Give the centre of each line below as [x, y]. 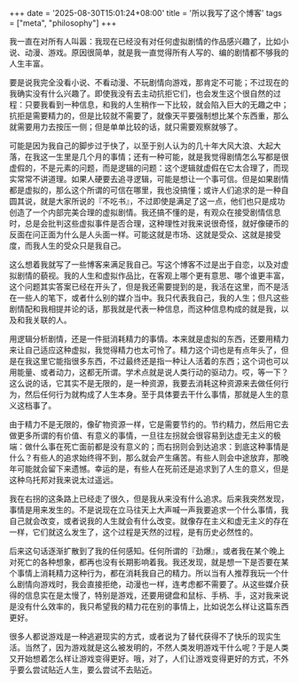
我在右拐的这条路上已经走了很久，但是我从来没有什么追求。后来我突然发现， [149, 499]
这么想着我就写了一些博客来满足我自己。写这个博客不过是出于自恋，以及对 [145, 264]
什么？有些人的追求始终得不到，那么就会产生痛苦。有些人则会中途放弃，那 [145, 457]
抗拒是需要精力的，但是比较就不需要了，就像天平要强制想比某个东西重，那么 [149, 115]
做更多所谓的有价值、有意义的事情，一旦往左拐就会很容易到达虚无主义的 [141, 435]
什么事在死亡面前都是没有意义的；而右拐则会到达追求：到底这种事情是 [161, 446]
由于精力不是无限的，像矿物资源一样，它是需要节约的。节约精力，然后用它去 [149, 424]
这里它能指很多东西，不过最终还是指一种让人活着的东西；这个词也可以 [161, 361]
